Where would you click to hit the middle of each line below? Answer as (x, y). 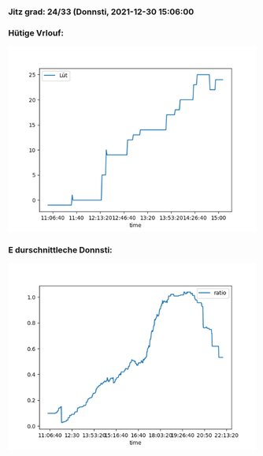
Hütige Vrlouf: (36, 32)
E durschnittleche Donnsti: (60, 250)
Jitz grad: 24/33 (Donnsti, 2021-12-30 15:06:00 (101, 12)
